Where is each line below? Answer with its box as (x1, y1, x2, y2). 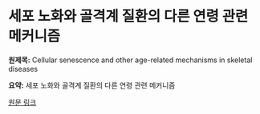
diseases (8, 64, 39, 73)
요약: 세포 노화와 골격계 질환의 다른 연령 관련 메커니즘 (8, 81, 176, 90)
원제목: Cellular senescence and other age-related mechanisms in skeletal (8, 55, 253, 65)
